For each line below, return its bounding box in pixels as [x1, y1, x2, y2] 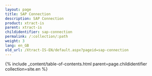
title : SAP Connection [5, 12, 51, 16]
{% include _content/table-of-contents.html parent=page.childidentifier [5, 61, 147, 67]
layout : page [5, 7, 31, 12]
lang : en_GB [5, 43, 29, 48]
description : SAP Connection [5, 16, 64, 21]
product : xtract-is [5, 20, 45, 26]
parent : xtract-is [5, 25, 42, 30]
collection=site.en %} [5, 66, 48, 72]
